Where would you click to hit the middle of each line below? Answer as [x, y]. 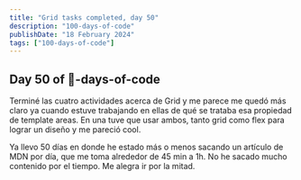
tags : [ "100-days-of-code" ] [62, 43]
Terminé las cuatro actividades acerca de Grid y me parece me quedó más [148, 101]
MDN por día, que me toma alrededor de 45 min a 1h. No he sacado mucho [148, 157]
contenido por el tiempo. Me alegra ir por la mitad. [102, 166]
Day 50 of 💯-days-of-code [85, 79]
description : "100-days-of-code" [72, 26]
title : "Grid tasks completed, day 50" [84, 18]
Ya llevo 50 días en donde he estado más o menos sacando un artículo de [146, 147]
